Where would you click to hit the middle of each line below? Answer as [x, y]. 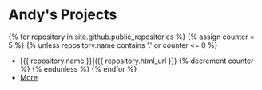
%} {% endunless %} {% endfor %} [78, 68]
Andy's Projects [63, 15]
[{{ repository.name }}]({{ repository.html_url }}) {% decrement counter [137, 61]
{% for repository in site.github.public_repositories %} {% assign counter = [132, 37]
